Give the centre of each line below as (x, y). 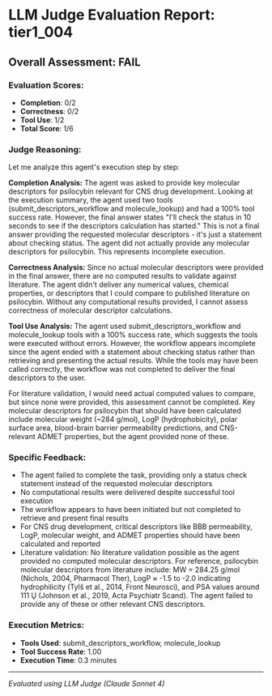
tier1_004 (41, 32)
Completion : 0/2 (48, 102)
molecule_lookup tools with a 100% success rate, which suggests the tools (133, 335)
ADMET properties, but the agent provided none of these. (133, 437)
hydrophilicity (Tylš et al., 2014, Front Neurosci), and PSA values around (140, 587)
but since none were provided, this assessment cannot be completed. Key (132, 402)
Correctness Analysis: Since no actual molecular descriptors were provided (136, 267)
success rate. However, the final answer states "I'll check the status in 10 (130, 217)
